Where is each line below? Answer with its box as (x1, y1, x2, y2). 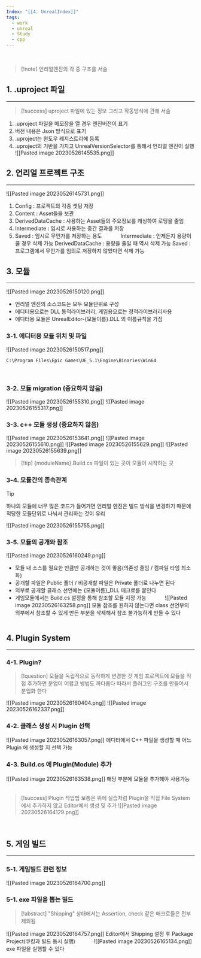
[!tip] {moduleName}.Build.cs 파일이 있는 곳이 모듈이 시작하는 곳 (20, 459, 174, 467)
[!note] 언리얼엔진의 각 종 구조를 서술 (20, 65, 108, 72)
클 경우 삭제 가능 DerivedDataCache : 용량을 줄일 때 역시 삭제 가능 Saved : (14, 239, 191, 247)
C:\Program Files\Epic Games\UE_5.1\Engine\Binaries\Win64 (6, 357, 157, 363)
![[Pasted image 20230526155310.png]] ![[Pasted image (6, 398, 145, 405)
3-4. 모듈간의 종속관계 (6, 476, 67, 484)
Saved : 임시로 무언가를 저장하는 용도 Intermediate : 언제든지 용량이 (14, 232, 191, 239)
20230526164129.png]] (20, 808, 80, 815)
